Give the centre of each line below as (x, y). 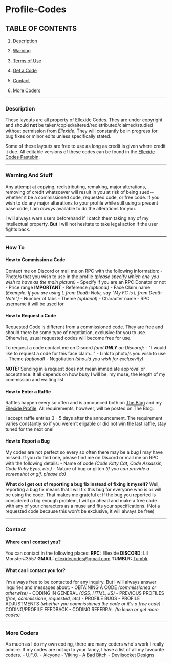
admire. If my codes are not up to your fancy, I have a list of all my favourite (85, 649)
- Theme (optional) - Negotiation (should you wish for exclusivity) (74, 359)
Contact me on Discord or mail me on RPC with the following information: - (84, 271)
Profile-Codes (36, 10)
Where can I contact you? (33, 542)
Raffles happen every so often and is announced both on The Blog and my (84, 403)
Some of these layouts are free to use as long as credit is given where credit (85, 146)
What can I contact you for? (35, 570)
